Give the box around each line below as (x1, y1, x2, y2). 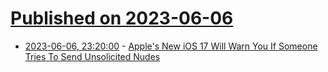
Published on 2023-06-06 (10, 7, 234, 30)
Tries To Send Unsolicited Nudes (24, 50, 161, 62)
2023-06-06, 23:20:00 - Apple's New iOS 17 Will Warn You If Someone (24, 40, 318, 52)
